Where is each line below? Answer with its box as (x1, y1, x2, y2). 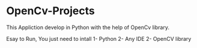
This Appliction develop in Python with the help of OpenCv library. (6, 24, 170, 31)
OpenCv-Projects (6, 4, 95, 18)
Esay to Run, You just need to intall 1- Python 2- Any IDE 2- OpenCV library (6, 35, 192, 42)
